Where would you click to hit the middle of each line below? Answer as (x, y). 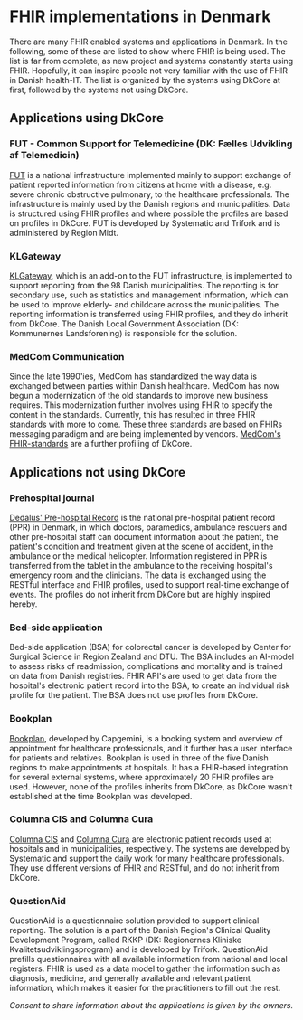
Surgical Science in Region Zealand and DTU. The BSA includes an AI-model (152, 656)
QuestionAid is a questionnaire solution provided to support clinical (134, 921)
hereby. (24, 604)
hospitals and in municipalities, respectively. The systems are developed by (150, 848)
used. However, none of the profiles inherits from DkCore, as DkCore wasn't (151, 786)
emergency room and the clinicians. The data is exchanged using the (138, 575)
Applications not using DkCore (98, 472)
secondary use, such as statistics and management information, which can (149, 295)
